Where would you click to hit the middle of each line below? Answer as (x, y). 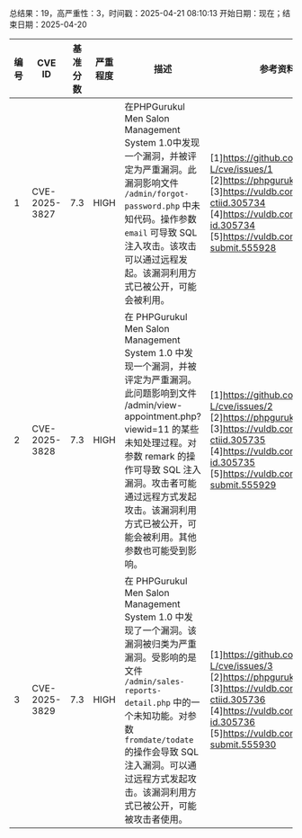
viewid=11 (147, 429)
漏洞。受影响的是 (160, 657)
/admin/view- (153, 405)
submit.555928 (243, 248)
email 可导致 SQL (161, 232)
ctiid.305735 (238, 440)
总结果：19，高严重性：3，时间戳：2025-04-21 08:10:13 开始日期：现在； (146, 13)
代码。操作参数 (165, 219)
